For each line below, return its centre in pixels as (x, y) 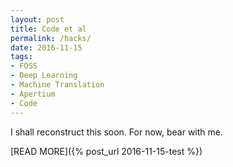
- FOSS (24, 66)
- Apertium (33, 94)
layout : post (37, 19)
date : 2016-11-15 (46, 47)
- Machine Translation (57, 85)
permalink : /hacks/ (51, 38)
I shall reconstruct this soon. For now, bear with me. (117, 132)
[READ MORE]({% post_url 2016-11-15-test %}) (106, 151)
